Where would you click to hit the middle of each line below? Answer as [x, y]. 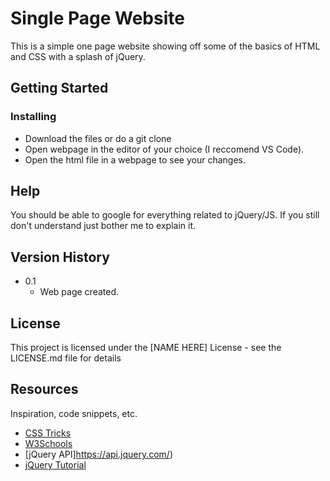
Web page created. [79, 292]
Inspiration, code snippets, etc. [74, 413]
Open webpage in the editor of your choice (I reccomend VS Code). [164, 149]
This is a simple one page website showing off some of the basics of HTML [165, 46]
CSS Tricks [48, 433]
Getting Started [59, 88]
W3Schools [48, 443]
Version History [60, 257]
